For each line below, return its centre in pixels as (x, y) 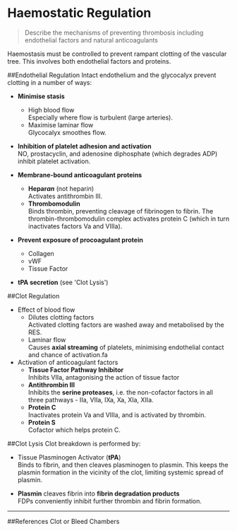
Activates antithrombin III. (65, 196)
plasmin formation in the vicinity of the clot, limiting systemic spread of (120, 472)
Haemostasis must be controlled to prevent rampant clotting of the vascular (117, 54)
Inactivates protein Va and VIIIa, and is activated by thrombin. (117, 414)
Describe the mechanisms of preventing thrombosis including (114, 33)
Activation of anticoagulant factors (68, 362)
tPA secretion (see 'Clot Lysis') (63, 282)
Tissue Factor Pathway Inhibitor (76, 370)
